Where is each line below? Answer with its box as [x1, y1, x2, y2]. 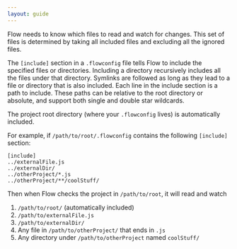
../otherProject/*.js [7, 170, 71, 178]
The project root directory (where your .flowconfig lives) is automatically [7, 110, 221, 118]
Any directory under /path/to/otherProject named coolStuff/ [17, 233, 200, 241]
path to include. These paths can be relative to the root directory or [7, 88, 203, 97]
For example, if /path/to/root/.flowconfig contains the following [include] [7, 131, 228, 139]
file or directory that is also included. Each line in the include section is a [7, 81, 218, 89]
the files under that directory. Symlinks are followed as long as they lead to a [7, 74, 231, 82]
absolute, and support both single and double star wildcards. [7, 96, 185, 105]
